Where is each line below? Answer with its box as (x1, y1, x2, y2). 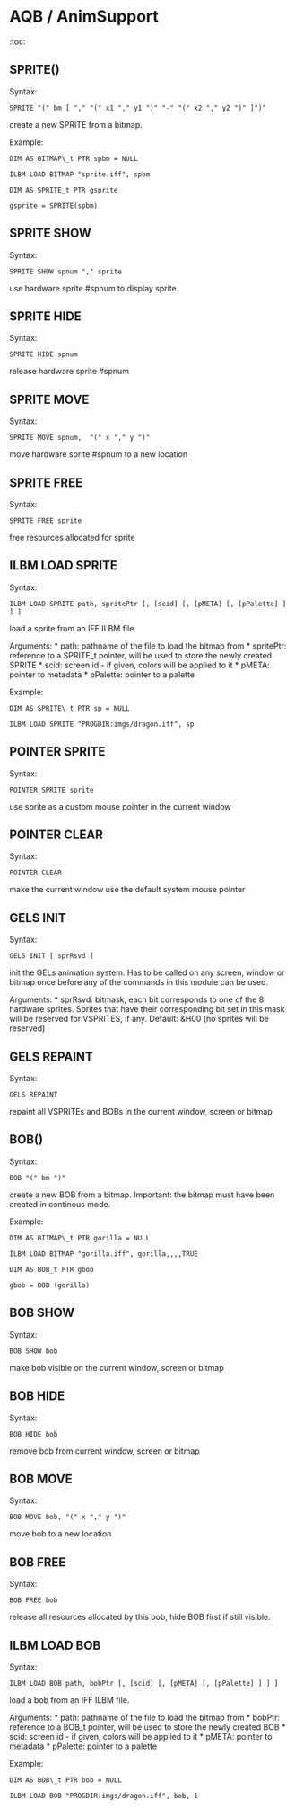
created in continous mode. (9, 1198, 111, 1209)
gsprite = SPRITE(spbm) (9, 201, 99, 210)
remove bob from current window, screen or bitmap (9, 1446, 200, 1456)
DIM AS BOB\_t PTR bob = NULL (9, 1775, 123, 1785)
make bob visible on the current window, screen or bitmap (9, 1362, 224, 1373)
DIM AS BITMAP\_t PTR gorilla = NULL (9, 1233, 151, 1242)
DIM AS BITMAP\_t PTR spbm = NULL (9, 154, 139, 163)
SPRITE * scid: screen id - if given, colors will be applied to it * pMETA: (9, 659, 271, 670)
